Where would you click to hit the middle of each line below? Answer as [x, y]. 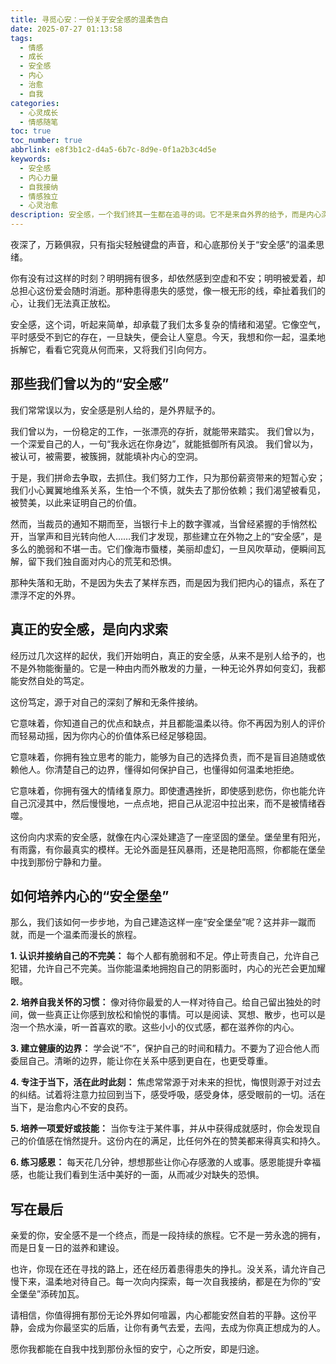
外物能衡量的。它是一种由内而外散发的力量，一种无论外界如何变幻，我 [172, 668]
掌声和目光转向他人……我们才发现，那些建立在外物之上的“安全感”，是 [179, 536]
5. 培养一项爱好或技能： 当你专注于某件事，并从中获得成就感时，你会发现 [161, 1128]
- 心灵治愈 [39, 206]
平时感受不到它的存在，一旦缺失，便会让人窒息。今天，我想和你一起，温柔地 [168, 337]
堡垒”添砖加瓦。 [51, 1294]
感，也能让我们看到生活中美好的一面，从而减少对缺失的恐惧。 [137, 1175]
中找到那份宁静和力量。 [58, 862]
